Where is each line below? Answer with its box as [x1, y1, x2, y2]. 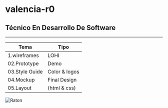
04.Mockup [7, 76, 35, 83]
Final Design [47, 76, 77, 83]
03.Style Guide [7, 68, 43, 75]
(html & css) [47, 84, 76, 91]
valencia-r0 [5, 3, 55, 15]
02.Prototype [7, 60, 39, 67]
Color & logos [47, 68, 79, 75]
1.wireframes [7, 52, 39, 58]
